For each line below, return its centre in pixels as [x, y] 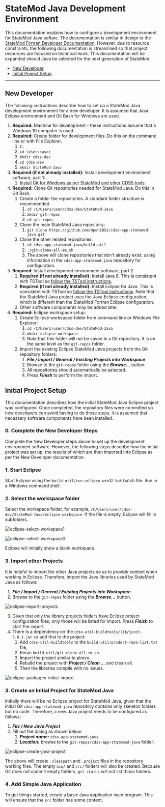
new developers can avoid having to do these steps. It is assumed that [76, 413]
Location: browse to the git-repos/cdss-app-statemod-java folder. [87, 742]
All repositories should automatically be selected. [77, 370]
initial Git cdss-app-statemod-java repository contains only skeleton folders [81, 706]
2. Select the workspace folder [42, 498]
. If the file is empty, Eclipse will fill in [119, 515]
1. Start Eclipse [23, 470]
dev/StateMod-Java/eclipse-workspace [44, 515]
